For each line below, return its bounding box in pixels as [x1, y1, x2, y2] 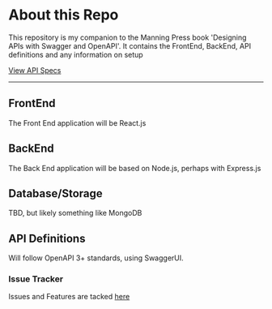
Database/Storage [8, 187, 103, 200]
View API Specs [8, 65, 62, 75]
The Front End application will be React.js [8, 118, 147, 127]
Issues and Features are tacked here [8, 292, 130, 302]
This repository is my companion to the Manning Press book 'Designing [8, 32, 247, 42]
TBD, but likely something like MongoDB [8, 208, 142, 218]
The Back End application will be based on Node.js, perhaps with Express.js [8, 163, 261, 173]
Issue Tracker [8, 273, 63, 285]
